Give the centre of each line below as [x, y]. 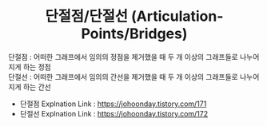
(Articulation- [177, 16]
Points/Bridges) [134, 34]
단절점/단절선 [87, 16]
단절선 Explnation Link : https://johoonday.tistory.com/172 [114, 113]
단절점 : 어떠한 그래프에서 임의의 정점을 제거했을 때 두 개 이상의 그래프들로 [123, 57]
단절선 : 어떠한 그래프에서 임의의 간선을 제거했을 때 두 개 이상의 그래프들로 [123, 77]
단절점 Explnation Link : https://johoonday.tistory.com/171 [113, 104]
